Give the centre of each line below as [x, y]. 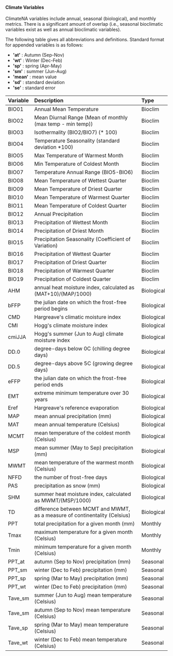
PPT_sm [18, 570]
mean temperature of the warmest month [84, 462]
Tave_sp [18, 628]
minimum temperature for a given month [83, 547]
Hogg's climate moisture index [71, 325]
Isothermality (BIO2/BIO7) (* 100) [76, 132]
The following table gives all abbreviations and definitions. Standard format [85, 40]
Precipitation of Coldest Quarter [73, 279]
